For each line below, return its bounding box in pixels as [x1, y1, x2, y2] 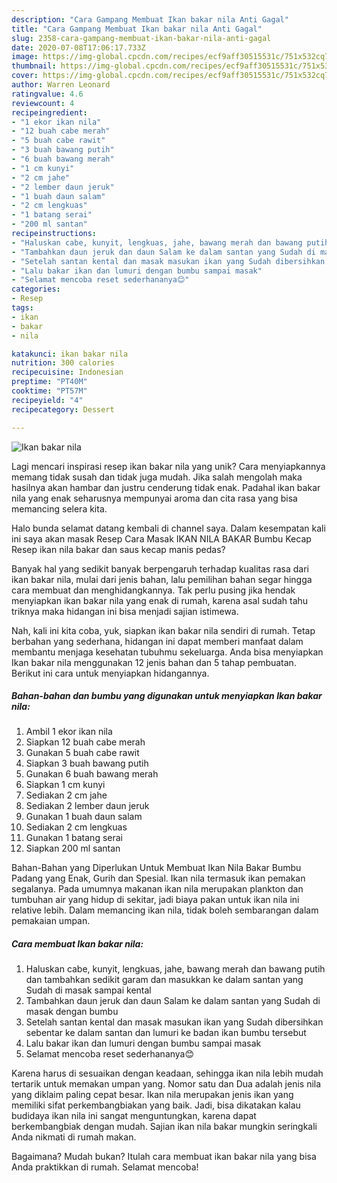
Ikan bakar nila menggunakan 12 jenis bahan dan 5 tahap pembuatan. [11, 656, 297, 668]
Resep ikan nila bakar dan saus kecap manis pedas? [11, 543, 226, 555]
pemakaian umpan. [11, 915, 91, 927]
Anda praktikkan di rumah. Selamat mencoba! [11, 1161, 199, 1173]
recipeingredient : [11, 107, 88, 118]
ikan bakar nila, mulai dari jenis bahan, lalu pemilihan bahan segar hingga [11, 573, 313, 585]
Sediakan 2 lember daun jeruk [25, 800, 150, 812]
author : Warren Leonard [11, 80, 111, 90]
